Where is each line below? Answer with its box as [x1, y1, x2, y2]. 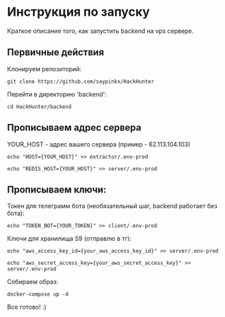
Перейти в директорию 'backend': [7, 90, 107, 98]
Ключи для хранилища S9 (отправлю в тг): [7, 234, 132, 243]
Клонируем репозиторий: [7, 64, 82, 73]
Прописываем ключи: [7, 183, 107, 195]
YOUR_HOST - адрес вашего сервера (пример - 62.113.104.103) [7, 140, 191, 148]
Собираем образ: [7, 278, 58, 286]
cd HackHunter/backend [7, 103, 72, 110]
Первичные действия [7, 47, 105, 58]
